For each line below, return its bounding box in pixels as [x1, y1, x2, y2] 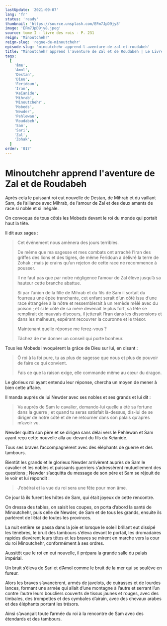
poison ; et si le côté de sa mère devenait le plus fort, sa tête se [17, 305, 147, 311]
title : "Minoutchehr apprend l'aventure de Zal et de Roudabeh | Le [5, 49, 150, 54]
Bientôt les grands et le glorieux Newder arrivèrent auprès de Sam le [5, 459, 146, 465]
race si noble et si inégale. [5, 205, 59, 211]
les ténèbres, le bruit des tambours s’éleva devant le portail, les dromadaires [5, 529, 162, 535]
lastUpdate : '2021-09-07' [5, 7, 59, 12]
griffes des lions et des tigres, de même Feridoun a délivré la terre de [17, 254, 159, 260]
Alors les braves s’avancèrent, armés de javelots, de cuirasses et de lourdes [5, 580, 161, 586]
